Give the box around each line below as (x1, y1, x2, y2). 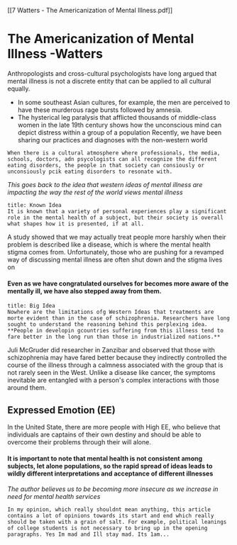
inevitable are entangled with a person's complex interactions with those (7, 376, 220, 385)
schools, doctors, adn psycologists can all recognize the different (7, 155, 218, 162)
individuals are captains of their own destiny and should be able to (7, 430, 202, 439)
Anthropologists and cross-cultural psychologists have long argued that (7, 69, 217, 77)
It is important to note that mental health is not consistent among (7, 454, 203, 463)
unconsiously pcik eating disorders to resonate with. (7, 168, 173, 175)
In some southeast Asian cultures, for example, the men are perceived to (17, 98, 231, 106)
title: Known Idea (7, 201, 62, 208)
